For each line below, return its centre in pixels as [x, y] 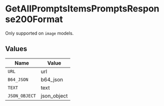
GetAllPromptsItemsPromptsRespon [82, 9]
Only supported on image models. [39, 33]
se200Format [34, 19]
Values [16, 49]
